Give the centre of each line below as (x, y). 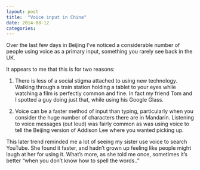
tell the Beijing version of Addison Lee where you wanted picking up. (99, 130)
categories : (21, 28)
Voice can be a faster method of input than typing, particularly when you (104, 111)
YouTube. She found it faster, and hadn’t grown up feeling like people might (99, 148)
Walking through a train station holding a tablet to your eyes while (95, 87)
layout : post (22, 12)
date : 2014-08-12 (28, 23)
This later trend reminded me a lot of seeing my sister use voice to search (97, 142)
